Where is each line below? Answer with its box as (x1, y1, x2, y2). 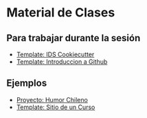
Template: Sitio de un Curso (16, 103, 95, 111)
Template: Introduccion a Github (16, 58, 108, 66)
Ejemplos (6, 78, 47, 89)
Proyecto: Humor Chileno (16, 95, 89, 104)
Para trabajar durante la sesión (6, 32, 141, 44)
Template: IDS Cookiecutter (16, 50, 95, 58)
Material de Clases (6, 5, 115, 21)
